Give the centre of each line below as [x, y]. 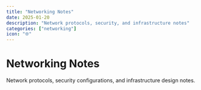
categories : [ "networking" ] [42, 28]
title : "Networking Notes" [40, 12]
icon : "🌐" [19, 34]
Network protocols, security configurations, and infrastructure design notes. [101, 80]
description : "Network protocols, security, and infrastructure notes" [98, 23]
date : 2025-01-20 [28, 17]
